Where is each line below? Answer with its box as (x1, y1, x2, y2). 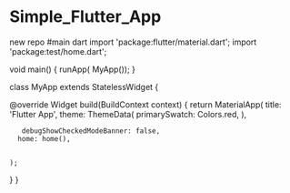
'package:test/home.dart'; (9, 46, 107, 56)
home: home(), (17, 134, 71, 143)
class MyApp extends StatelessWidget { (9, 81, 159, 92)
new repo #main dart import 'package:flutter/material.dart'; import (9, 36, 257, 47)
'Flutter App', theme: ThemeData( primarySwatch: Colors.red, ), (9, 108, 247, 119)
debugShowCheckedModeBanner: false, (21, 126, 161, 136)
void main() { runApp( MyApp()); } (9, 64, 136, 75)
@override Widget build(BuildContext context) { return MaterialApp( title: (9, 98, 282, 110)
